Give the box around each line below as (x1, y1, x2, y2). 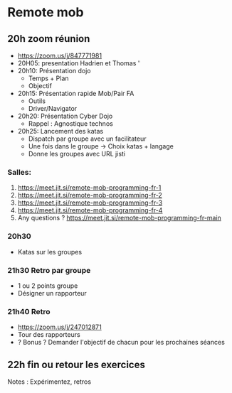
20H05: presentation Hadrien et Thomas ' (17, 59, 140, 68)
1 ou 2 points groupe (17, 281, 78, 290)
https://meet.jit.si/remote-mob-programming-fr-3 (17, 198, 163, 207)
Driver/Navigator (28, 104, 78, 112)
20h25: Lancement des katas (17, 127, 104, 135)
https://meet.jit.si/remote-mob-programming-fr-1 (17, 183, 162, 192)
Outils (28, 97, 46, 105)
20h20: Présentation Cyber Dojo (17, 112, 113, 120)
